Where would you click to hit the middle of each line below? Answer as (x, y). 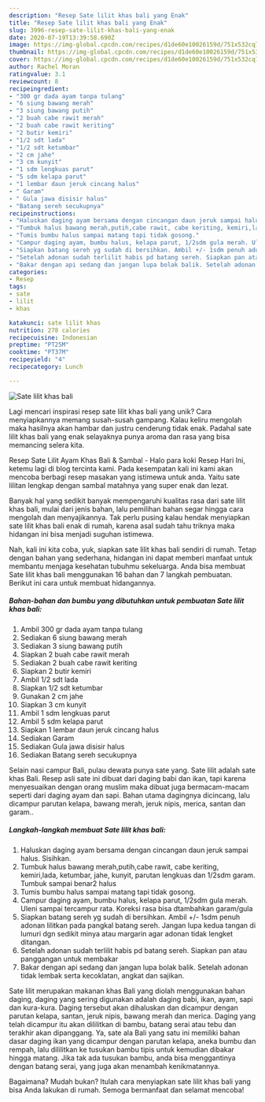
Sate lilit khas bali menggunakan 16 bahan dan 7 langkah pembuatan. (121, 574)
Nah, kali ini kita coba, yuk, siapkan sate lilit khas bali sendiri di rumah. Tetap (132, 549)
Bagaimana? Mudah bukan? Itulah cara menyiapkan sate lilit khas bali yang (130, 1082)
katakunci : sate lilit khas (55, 323)
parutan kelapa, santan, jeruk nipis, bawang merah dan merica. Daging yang (132, 1016)
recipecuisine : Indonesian (53, 337)
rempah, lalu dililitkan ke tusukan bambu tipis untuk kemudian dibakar (122, 1049)
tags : (18, 287)
